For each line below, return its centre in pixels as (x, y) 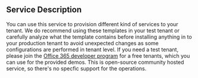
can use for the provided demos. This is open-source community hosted (95, 62)
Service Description (44, 10)
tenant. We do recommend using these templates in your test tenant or (93, 30)
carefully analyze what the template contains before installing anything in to (99, 37)
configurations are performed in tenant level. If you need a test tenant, (92, 49)
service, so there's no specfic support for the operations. (76, 68)
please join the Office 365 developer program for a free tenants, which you (98, 55)
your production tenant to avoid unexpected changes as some (83, 43)
